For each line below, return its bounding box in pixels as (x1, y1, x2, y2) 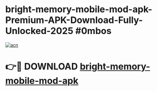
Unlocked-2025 (5, 25, 74, 37)
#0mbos (75, 25, 112, 37)
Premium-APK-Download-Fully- (5, 14, 143, 26)
